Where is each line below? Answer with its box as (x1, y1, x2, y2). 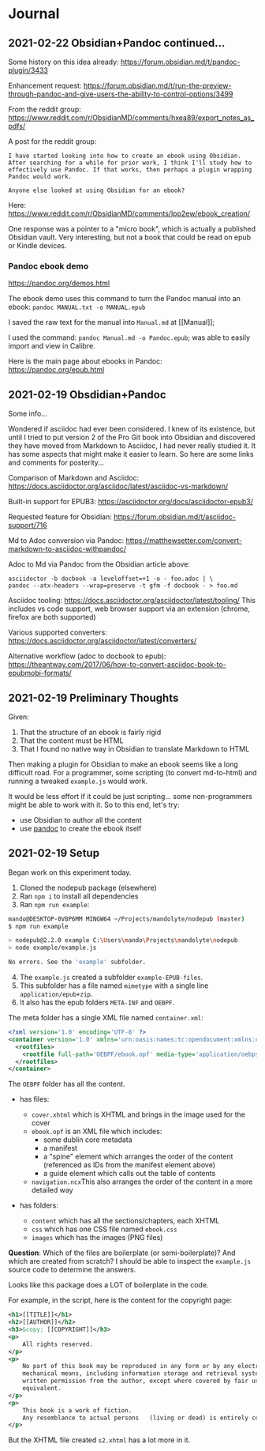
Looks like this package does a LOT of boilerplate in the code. (8, 1280, 209, 1290)
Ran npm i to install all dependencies (19, 891, 139, 901)
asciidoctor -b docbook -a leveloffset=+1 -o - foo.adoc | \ (8, 575, 214, 583)
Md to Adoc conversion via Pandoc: (8, 536, 125, 545)
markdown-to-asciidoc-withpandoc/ (8, 545, 127, 554)
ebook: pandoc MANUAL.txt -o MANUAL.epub (8, 302, 146, 312)
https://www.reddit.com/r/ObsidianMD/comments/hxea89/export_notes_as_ (8, 113, 255, 122)
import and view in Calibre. (8, 341, 96, 351)
